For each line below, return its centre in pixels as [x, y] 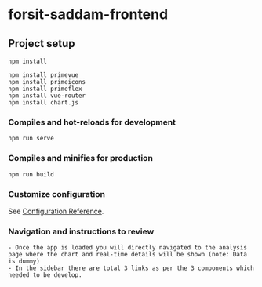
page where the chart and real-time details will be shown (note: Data [127, 255]
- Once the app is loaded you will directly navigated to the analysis [127, 248]
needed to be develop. [45, 275]
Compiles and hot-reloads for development [92, 122]
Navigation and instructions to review [81, 231]
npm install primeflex [45, 89]
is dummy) [24, 262]
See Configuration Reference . [56, 211]
